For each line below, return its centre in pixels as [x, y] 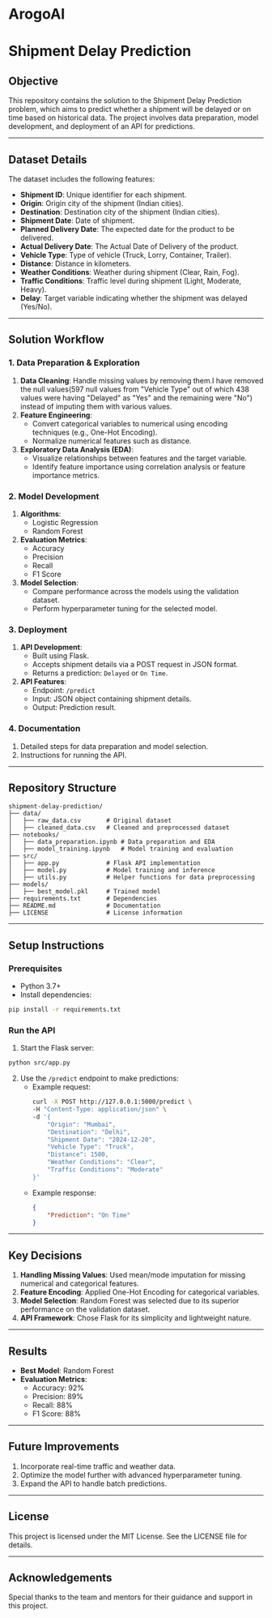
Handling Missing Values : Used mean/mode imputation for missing [133, 1275]
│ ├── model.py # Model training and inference [112, 871]
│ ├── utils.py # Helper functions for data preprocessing [132, 877]
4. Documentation [45, 729]
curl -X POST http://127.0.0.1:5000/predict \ [112, 1102]
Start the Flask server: [57, 1048]
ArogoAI [37, 14]
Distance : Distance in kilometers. [76, 263]
